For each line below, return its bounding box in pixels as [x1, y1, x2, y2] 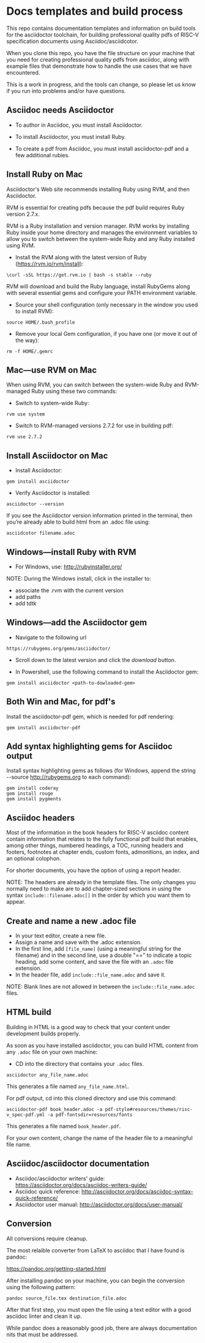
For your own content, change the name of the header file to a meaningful [6, 1134, 193, 1142]
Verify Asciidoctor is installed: [15, 489, 91, 497]
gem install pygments [6, 796, 62, 802]
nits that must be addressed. [6, 1331, 78, 1338]
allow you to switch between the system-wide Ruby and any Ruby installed [6, 235, 195, 242]
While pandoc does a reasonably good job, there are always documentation [6, 1325, 197, 1332]
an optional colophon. [6, 855, 61, 862]
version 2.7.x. [6, 210, 40, 218]
